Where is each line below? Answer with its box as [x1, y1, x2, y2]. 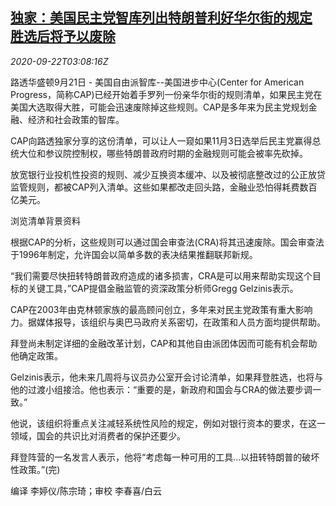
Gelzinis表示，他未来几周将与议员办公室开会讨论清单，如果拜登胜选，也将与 [10, 371, 324, 383]
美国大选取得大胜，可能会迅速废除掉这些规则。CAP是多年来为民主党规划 [10, 101, 309, 113]
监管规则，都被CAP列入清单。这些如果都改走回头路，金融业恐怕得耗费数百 [10, 181, 318, 193]
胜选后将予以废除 [10, 28, 116, 45]
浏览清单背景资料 [10, 214, 81, 227]
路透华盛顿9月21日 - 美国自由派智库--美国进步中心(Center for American [10, 76, 305, 88]
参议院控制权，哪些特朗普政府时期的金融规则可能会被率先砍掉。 [44, 147, 308, 159]
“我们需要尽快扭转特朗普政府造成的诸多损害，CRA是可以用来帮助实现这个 [10, 269, 313, 282]
